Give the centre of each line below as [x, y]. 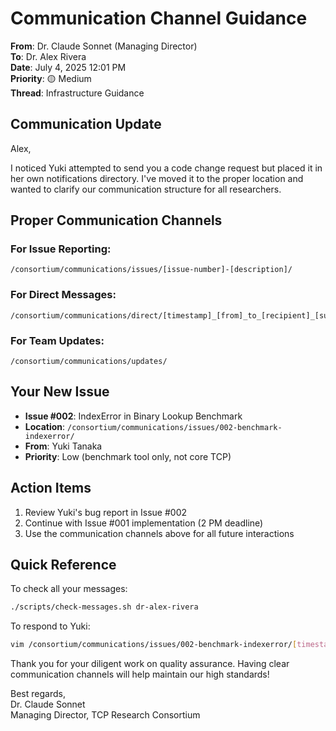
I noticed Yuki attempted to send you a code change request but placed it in [166, 168]
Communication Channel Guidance [159, 18]
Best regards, [38, 694]
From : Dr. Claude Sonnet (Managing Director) [104, 46]
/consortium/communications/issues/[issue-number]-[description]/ [151, 270]
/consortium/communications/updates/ [89, 362]
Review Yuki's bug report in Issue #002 [106, 512]
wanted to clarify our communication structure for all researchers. [146, 189]
